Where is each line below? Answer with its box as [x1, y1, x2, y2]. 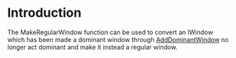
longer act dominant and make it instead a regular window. [7, 43, 178, 51]
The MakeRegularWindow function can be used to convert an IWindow [7, 28, 213, 36]
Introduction [7, 5, 82, 21]
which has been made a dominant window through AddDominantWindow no [7, 35, 229, 43]
